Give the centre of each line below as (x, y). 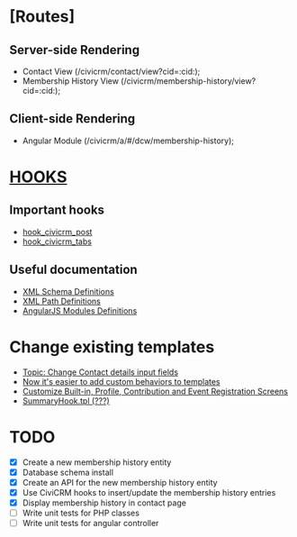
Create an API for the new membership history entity (120, 482)
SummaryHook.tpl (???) (66, 400)
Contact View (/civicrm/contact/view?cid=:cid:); (111, 71)
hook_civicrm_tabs (57, 241)
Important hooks (57, 210)
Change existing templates (112, 346)
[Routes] (42, 17)
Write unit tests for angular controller (90, 523)
